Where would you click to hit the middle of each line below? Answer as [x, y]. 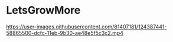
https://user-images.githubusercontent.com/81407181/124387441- [86, 27]
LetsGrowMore [43, 10]
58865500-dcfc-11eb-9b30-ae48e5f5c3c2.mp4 [65, 33]
